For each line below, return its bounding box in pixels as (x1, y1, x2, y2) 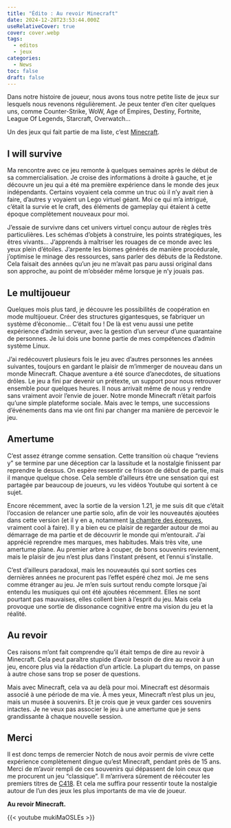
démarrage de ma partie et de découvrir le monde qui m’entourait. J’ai (7, 530, 206, 539)
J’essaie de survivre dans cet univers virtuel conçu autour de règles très (7, 223, 212, 232)
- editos (13, 42, 38, 49)
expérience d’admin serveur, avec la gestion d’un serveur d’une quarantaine (7, 327, 222, 335)
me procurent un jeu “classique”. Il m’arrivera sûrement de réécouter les (7, 772, 210, 781)
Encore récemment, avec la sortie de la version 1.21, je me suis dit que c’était (7, 501, 224, 509)
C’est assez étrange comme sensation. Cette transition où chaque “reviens (7, 451, 219, 460)
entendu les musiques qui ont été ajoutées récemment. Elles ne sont (7, 588, 201, 596)
